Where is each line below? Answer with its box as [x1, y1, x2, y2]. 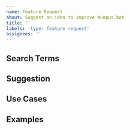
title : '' [6, 20, 31, 26]
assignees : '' [6, 31, 42, 37]
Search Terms [6, 53, 60, 64]
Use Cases [6, 94, 47, 104]
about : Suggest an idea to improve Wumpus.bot [6, 14, 125, 20]
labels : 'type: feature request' [6, 25, 90, 32]
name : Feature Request [6, 8, 63, 15]
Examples [6, 114, 44, 125]
